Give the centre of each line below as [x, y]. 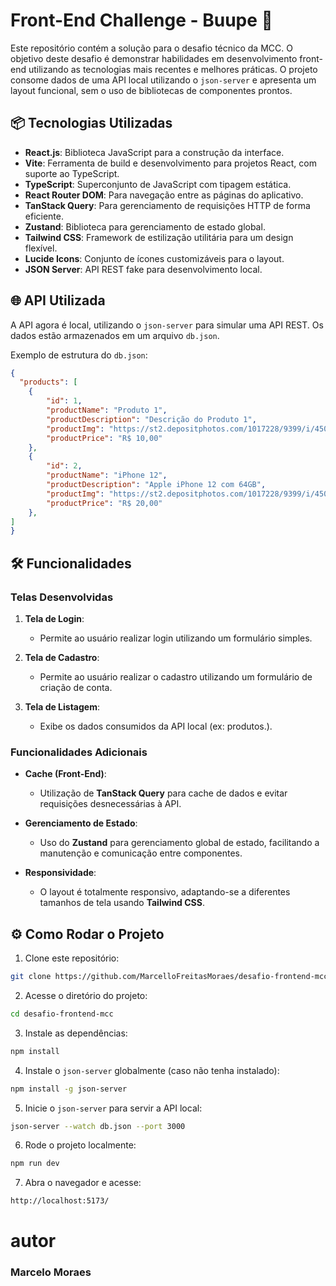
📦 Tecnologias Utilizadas [91, 123]
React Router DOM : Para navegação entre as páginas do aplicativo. [164, 195]
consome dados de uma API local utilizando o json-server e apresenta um [163, 80]
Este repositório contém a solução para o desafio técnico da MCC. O [151, 48]
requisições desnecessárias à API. [110, 804]
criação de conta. [76, 687]
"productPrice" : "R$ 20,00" [104, 503]
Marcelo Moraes [51, 1272]
